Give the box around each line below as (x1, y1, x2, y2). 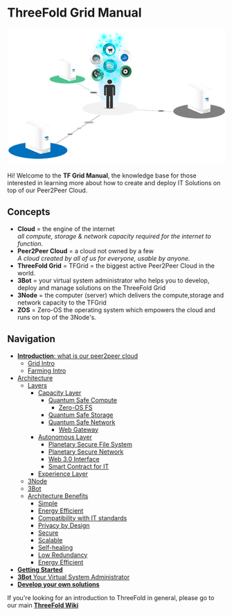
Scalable (37, 536, 63, 544)
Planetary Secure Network (48, 447, 124, 456)
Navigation (7, 333, 55, 345)
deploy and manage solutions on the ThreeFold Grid (17, 283, 166, 292)
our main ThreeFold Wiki (7, 601, 79, 609)
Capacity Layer (37, 388, 82, 397)
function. (17, 239, 44, 248)
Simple (37, 499, 58, 507)
